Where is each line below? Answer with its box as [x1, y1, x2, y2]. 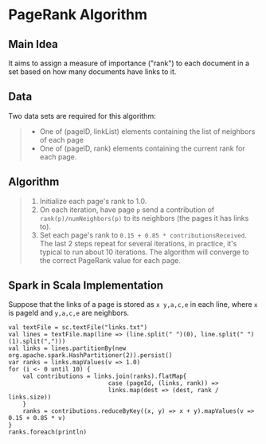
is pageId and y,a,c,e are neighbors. [8, 308, 130, 318]
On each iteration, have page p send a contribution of [39, 205, 215, 214]
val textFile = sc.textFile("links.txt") [8, 324, 148, 332]
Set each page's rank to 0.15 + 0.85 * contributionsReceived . [39, 230, 247, 240]
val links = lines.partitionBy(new [8, 344, 127, 352]
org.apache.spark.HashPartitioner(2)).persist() [8, 352, 173, 360]
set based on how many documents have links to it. [8, 67, 177, 77]
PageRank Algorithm [8, 6, 148, 24]
